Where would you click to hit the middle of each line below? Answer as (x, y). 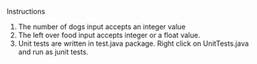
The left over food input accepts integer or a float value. (109, 35)
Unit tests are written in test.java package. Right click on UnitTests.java (133, 43)
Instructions (26, 11)
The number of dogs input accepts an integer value (102, 26)
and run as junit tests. (53, 52)
